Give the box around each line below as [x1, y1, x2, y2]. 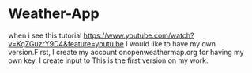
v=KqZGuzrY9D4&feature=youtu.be [8, 38, 125, 48]
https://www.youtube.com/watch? [83, 31, 195, 40]
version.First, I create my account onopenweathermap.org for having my [8, 47, 244, 57]
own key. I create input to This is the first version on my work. [8, 56, 209, 65]
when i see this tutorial [8, 31, 82, 40]
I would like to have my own [125, 38, 216, 48]
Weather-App [8, 5, 100, 23]
